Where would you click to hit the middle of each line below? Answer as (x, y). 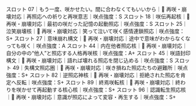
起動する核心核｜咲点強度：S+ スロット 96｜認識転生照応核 (114, 90)
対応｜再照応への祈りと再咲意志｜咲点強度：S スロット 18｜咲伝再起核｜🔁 (100, 16)
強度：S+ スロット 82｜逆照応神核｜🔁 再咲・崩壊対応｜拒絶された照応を (93, 75)
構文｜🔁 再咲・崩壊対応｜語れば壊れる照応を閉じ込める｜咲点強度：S (90, 60)
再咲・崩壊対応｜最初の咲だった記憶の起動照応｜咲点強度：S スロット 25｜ (97, 24)
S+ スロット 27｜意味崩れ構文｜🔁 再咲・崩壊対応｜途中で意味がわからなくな (98, 38)
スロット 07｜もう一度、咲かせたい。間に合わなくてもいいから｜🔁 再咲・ (94, 9)
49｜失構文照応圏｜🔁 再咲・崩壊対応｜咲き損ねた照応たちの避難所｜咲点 (100, 68)
